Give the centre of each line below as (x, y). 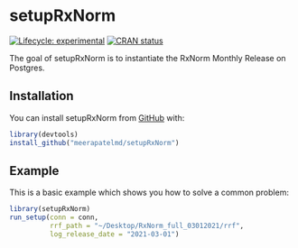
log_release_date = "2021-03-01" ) (114, 234)
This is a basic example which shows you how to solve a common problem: (149, 193)
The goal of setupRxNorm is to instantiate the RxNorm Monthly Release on (148, 58)
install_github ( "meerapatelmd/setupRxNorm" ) (94, 142)
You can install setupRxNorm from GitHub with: (97, 117)
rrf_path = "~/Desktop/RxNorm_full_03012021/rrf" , (147, 226)
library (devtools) (44, 134)
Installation (42, 96)
